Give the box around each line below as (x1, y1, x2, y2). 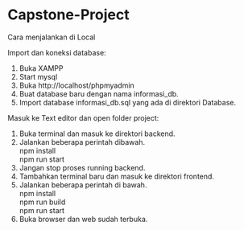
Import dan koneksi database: (7, 47, 106, 57)
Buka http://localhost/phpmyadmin (19, 80, 134, 90)
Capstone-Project (7, 6, 130, 24)
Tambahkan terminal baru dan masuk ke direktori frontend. (19, 171, 215, 181)
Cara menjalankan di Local (7, 32, 96, 42)
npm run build (19, 197, 66, 207)
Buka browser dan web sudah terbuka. (19, 214, 148, 224)
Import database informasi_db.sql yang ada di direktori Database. (19, 97, 237, 107)
